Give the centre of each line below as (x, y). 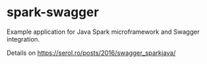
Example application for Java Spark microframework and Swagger (103, 32)
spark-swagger (53, 12)
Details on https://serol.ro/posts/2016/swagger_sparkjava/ (91, 53)
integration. (23, 39)
